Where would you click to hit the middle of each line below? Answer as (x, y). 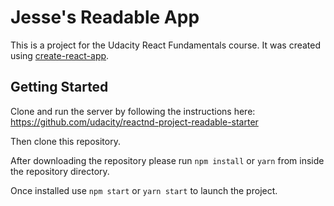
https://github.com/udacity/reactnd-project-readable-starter (134, 122)
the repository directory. (60, 171)
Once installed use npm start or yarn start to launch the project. (144, 190)
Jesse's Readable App (105, 17)
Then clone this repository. (65, 141)
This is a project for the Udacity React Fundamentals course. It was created (166, 45)
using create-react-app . (60, 55)
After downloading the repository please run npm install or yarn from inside (167, 160)
